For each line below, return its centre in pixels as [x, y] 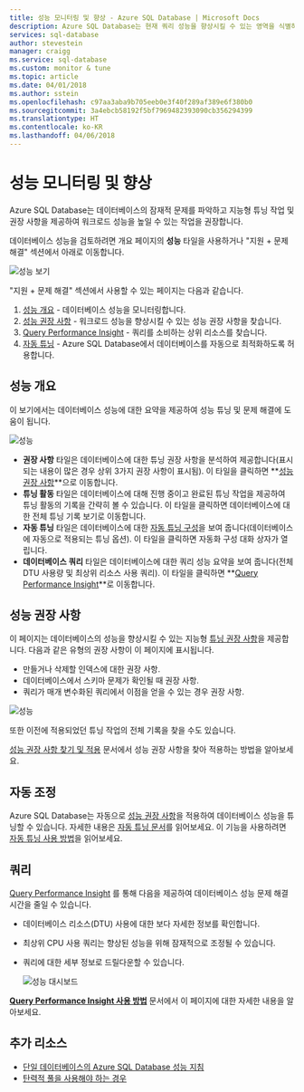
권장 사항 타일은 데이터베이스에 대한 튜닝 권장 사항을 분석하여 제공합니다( [150, 459]
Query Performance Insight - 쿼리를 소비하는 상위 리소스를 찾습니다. [145, 332]
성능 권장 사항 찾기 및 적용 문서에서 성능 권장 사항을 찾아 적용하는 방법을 [136, 750]
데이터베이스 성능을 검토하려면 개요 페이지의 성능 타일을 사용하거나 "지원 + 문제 [149, 240]
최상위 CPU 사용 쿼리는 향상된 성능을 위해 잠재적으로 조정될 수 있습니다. [149, 944]
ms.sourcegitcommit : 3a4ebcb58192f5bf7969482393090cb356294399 [131, 110]
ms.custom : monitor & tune [60, 69]
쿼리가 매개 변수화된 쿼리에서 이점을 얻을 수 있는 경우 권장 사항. [133, 692]
